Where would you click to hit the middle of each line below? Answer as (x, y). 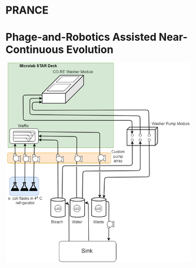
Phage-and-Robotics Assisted (81, 37)
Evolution (90, 50)
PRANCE (27, 10)
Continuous (35, 50)
